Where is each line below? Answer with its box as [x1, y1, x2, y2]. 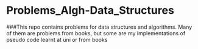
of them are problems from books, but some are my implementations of [6, 29, 186, 36]
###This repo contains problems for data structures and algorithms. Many [6, 23, 193, 30]
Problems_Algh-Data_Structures [6, 4, 175, 17]
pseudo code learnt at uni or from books [6, 36, 108, 43]
